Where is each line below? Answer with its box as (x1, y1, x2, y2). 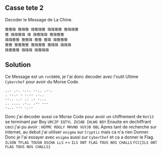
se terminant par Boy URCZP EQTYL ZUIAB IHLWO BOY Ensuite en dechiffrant (5, 119, 151, 124)
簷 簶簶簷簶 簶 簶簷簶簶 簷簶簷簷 (5, 32, 64, 37)
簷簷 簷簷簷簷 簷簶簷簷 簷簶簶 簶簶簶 (5, 42, 72, 47)
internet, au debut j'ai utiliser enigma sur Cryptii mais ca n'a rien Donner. (5, 129, 150, 135)
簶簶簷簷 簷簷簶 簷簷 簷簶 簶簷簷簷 (5, 37, 68, 42)
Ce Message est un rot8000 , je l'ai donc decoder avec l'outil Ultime (5, 74, 139, 79)
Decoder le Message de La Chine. (5, 16, 73, 22)
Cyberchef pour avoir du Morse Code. (5, 78, 80, 84)
